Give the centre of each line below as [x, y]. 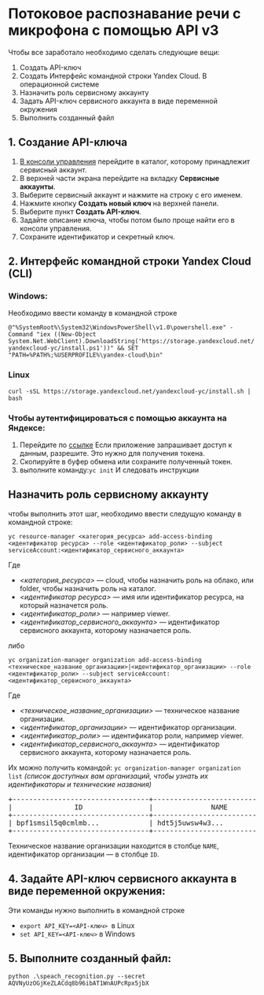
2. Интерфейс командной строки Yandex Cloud [130, 262]
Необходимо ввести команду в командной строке [93, 313]
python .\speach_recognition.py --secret [77, 977]
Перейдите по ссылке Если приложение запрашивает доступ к [126, 445]
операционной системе [59, 84]
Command [21, 335]
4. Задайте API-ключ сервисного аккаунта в [123, 879]
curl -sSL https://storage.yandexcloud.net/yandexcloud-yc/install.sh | [130, 391]
